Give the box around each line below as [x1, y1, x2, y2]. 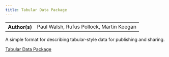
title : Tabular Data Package [5, 7, 67, 13]
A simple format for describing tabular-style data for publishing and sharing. [5, 36, 165, 42]
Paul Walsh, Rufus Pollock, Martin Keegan [37, 23, 136, 30]
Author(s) [8, 23, 32, 30]
